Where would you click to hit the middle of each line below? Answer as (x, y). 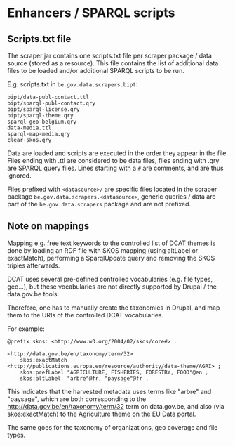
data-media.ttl (29, 128)
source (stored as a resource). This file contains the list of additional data (113, 63)
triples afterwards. (34, 265)
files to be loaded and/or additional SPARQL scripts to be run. (96, 71)
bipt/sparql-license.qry (43, 110)
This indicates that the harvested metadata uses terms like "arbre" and (109, 391)
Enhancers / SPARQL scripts (91, 13)
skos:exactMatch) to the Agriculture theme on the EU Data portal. (102, 414)
